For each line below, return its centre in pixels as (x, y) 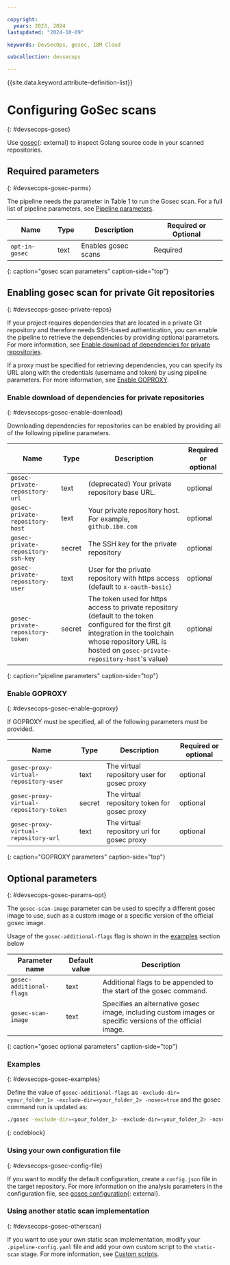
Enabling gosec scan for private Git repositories (111, 293)
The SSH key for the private (132, 544)
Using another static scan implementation (78, 1211)
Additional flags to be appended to (158, 982)
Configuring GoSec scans (82, 110)
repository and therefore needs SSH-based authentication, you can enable (112, 329)
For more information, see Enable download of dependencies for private (109, 345)
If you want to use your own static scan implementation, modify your (104, 1239)
